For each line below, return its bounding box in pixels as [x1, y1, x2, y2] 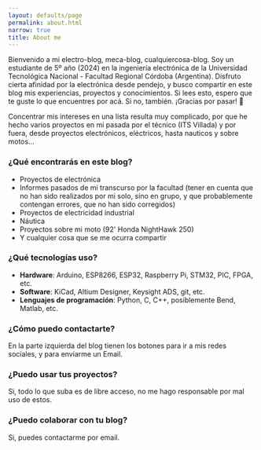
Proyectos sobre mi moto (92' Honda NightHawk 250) [19, 225, 194, 234]
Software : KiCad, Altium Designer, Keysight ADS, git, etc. [19, 287, 206, 296]
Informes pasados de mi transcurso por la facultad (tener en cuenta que [19, 182, 254, 192]
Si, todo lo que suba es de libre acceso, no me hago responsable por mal [8, 386, 245, 397]
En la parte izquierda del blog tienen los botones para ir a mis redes [8, 341, 226, 350]
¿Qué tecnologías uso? [8, 252, 98, 263]
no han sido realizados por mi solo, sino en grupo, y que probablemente [19, 191, 253, 200]
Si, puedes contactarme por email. [8, 433, 120, 442]
